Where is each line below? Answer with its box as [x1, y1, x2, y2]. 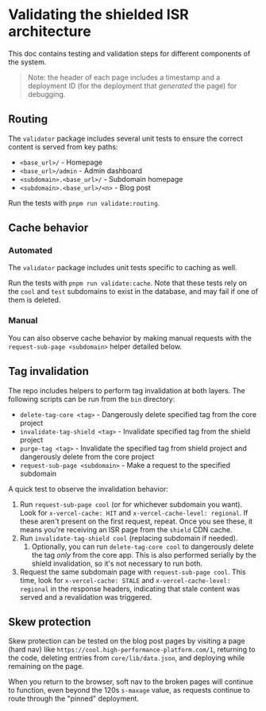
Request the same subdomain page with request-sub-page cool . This [19, 566, 246, 577]
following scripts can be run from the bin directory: [8, 394, 175, 404]
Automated [8, 245, 53, 256]
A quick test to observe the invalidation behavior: [8, 484, 168, 493]
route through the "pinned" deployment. [8, 694, 139, 704]
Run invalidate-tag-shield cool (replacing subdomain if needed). [19, 533, 238, 543]
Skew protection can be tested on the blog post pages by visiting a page [8, 636, 245, 646]
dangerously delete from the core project [19, 451, 155, 462]
